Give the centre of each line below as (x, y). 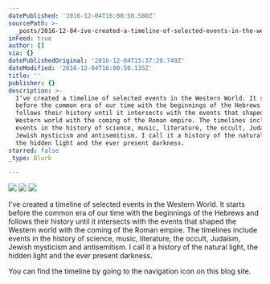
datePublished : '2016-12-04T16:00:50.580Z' (82, 16)
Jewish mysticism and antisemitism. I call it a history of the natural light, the (133, 247)
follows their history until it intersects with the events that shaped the (123, 221)
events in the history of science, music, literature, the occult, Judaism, (125, 239)
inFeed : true (30, 38)
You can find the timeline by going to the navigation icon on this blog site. (130, 271)
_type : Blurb (30, 158)
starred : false (34, 150)
